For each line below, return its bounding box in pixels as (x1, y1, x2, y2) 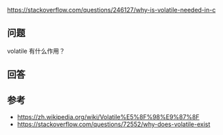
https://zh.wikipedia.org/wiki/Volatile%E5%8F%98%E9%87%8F (16, 113, 200, 121)
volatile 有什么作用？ (7, 47, 65, 55)
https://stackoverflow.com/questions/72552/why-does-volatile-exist (16, 120, 211, 129)
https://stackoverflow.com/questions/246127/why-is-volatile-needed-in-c (7, 6, 216, 14)
